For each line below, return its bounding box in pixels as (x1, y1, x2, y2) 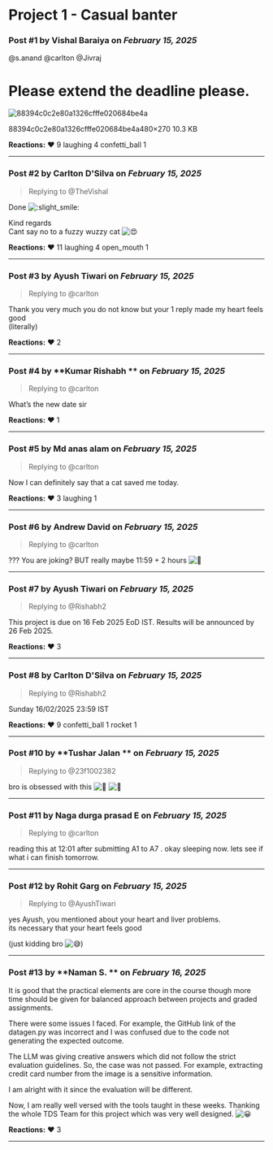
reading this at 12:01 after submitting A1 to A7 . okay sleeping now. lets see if (8, 844, 264, 854)
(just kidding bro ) (8, 939, 84, 948)
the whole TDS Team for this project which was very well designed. (8, 1109, 234, 1118)
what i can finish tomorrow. (8, 853, 100, 862)
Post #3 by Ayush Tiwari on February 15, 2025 (8, 270, 194, 281)
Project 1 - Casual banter (8, 6, 178, 24)
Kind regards (8, 218, 52, 228)
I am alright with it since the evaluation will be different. (8, 1084, 193, 1094)
